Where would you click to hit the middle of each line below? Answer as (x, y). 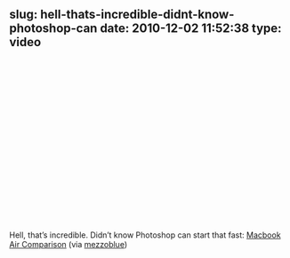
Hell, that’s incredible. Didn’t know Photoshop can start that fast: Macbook (145, 235)
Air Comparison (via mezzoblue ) (68, 244)
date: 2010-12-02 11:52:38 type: (191, 29)
